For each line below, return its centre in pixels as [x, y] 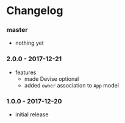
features [26, 72]
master [17, 30]
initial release [32, 114]
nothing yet [29, 43]
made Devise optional [52, 79]
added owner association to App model [71, 85]
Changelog [35, 11]
